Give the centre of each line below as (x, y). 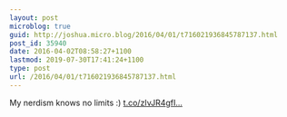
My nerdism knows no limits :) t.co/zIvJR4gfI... (96, 102)
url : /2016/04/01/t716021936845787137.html (93, 77)
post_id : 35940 (38, 43)
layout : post (34, 18)
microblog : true (40, 26)
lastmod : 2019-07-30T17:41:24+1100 (77, 60)
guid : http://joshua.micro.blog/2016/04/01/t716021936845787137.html (144, 34)
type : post (30, 69)
